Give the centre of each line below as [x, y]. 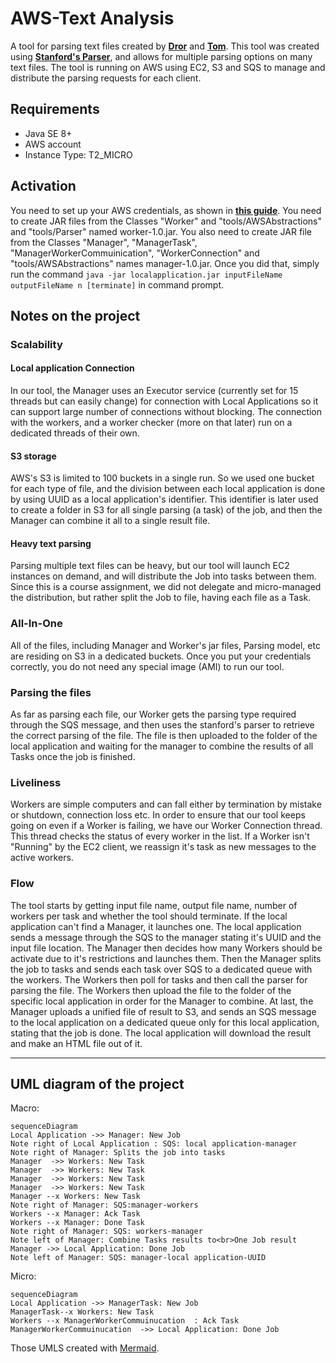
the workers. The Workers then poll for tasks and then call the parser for [159, 979]
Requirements [55, 109]
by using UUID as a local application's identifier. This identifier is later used [164, 499]
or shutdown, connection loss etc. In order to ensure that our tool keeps [158, 815]
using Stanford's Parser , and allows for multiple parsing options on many [161, 56]
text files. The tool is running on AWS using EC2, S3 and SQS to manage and [168, 67]
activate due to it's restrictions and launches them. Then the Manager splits [166, 958]
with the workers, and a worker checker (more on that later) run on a [151, 423]
